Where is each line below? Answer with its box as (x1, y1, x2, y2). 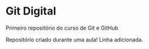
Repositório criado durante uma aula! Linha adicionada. (5, 36, 144, 43)
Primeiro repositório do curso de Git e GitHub (5, 24, 119, 31)
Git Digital (5, 4, 56, 18)
